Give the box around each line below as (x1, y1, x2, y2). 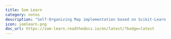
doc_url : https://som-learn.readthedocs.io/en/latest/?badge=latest (5, 26, 155, 31)
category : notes (5, 12, 40, 17)
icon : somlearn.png (5, 21, 47, 27)
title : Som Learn (5, 7, 42, 13)
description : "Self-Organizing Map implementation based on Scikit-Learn (5, 17, 166, 22)
